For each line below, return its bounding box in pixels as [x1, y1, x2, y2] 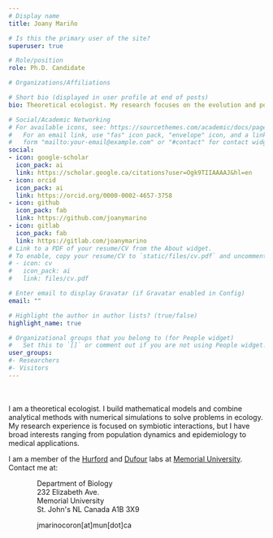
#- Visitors [8, 364, 49, 372]
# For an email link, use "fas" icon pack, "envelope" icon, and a [8, 131, 249, 139]
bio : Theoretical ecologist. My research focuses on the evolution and [8, 101, 256, 109]
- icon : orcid [8, 176, 57, 184]
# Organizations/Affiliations [8, 79, 111, 87]
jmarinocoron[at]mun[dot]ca [37, 520, 132, 530]
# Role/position [8, 56, 63, 65]
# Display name [8, 11, 60, 20]
